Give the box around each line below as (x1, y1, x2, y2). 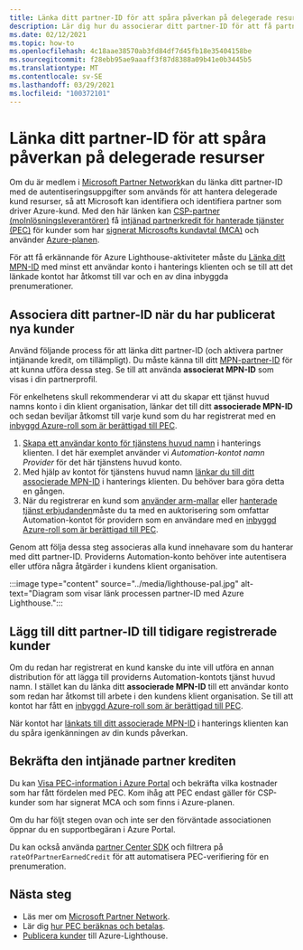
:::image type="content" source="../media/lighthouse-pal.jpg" (9, 578, 239, 589)
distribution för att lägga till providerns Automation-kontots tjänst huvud (9, 672, 276, 682)
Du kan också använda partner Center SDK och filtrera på (9, 842, 224, 852)
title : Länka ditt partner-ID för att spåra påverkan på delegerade (9, 13, 272, 23)
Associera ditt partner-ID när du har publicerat (9, 306, 276, 322)
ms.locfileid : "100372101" (9, 89, 111, 98)
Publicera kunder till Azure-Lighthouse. (22, 930, 169, 941)
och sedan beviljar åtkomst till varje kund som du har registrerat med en (9, 410, 277, 421)
